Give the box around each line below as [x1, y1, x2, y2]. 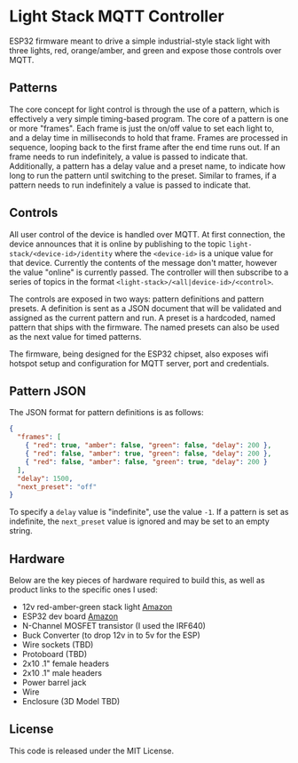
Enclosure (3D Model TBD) [21, 696, 121, 707]
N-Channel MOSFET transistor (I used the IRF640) [21, 621, 207, 631]
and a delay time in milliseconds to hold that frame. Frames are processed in [9, 132, 288, 143]
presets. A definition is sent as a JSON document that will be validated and [9, 302, 282, 313]
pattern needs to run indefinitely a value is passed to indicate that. [9, 180, 251, 190]
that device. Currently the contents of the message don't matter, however [9, 257, 278, 268]
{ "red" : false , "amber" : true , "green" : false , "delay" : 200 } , [25, 449, 272, 458]
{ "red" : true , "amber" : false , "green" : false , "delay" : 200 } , [25, 441, 272, 450]
